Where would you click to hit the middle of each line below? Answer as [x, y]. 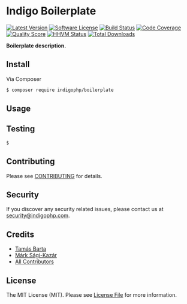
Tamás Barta [31, 249]
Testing [21, 129]
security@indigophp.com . [38, 216]
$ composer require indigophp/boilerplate [60, 90]
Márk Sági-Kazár [36, 255]
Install [18, 64]
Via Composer [24, 79]
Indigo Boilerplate [51, 11]
